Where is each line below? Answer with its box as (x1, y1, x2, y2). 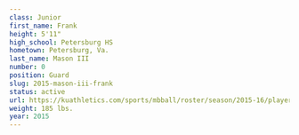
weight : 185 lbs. (9, 104, 74, 113)
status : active (9, 87, 66, 96)
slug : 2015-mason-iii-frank (9, 79, 114, 88)
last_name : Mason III (9, 54, 90, 63)
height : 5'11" (9, 29, 62, 38)
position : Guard (9, 71, 69, 80)
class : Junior (9, 12, 62, 22)
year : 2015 (9, 112, 50, 121)
